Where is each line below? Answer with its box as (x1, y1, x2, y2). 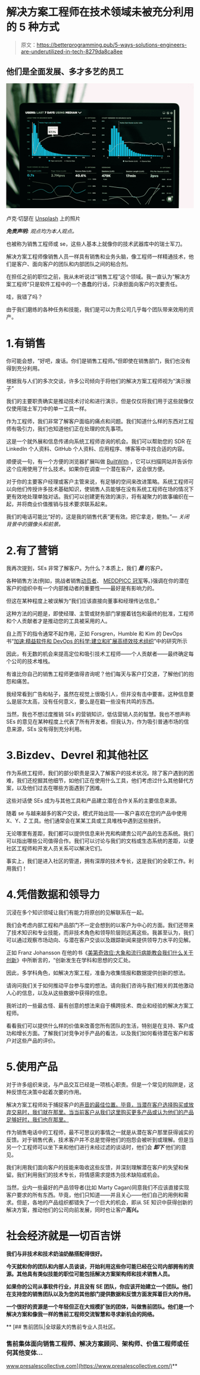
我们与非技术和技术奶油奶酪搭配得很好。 (6, 1250, 105, 1258)
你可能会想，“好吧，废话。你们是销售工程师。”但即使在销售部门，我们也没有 (6, 357, 191, 364)
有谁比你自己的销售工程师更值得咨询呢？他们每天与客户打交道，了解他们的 (6, 670, 189, 677)
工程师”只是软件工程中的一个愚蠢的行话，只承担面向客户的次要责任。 (11, 281, 181, 288)
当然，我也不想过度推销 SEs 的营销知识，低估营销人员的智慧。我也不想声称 (6, 711, 190, 718)
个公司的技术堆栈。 (6, 658, 54, 665)
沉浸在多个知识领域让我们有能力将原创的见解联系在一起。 (6, 909, 147, 916)
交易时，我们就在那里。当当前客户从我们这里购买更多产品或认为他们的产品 (11, 1108, 194, 1116)
